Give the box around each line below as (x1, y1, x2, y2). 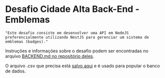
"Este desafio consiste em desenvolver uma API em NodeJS (5, 30, 129, 35)
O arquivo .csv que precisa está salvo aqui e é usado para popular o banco (5, 63, 160, 69)
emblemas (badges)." (5, 39, 49, 44)
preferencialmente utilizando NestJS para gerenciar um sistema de (5, 35, 149, 40)
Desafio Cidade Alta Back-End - (5, 3, 139, 15)
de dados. (5, 68, 26, 74)
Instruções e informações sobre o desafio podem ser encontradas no (5, 48, 149, 54)
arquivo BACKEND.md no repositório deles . (5, 53, 94, 59)
